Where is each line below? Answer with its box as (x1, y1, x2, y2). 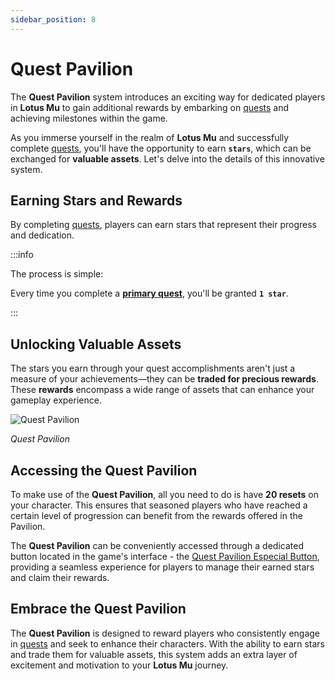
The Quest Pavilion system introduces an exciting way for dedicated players (10, 91, 326, 103)
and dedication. (10, 229, 75, 241)
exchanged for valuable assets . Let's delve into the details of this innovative (10, 152, 325, 165)
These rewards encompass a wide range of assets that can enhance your (10, 384, 315, 396)
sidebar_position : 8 (10, 14, 97, 25)
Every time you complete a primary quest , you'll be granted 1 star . (10, 287, 289, 300)
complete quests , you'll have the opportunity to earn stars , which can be (10, 142, 312, 154)
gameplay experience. (10, 394, 102, 406)
